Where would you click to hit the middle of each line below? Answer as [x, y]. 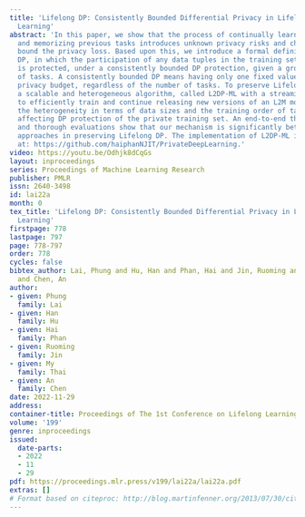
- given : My [32, 364]
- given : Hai [34, 330]
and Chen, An [42, 279]
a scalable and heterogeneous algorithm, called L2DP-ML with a [142, 93]
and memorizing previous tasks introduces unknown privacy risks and [152, 43]
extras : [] [30, 490]
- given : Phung [38, 296]
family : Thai [42, 372]
